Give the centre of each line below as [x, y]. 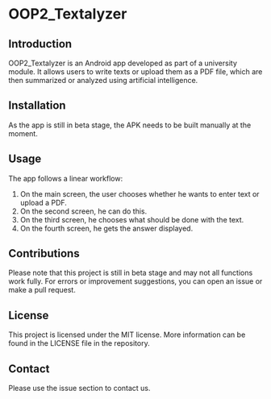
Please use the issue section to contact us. [79, 389]
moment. [23, 133]
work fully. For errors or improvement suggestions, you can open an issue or [135, 281]
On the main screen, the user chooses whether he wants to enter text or [140, 193]
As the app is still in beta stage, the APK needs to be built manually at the [130, 125]
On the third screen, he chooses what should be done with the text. [132, 219]
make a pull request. [42, 290]
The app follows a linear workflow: [66, 178]
